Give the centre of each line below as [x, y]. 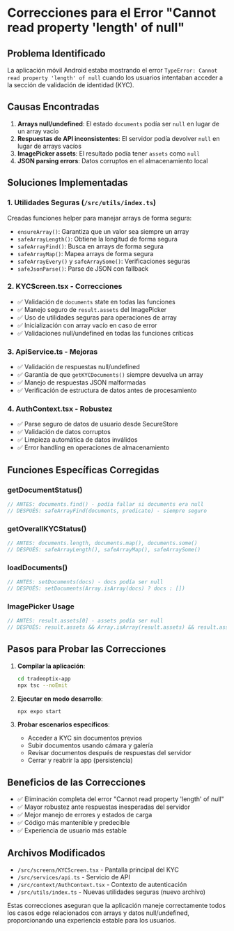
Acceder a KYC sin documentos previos [85, 738]
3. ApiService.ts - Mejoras [53, 352]
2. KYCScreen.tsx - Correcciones [65, 286]
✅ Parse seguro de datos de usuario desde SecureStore [98, 424]
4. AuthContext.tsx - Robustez [60, 409]
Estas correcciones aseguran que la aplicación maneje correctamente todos [117, 906]
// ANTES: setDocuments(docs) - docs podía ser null [85, 582]
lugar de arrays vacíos [49, 146]
